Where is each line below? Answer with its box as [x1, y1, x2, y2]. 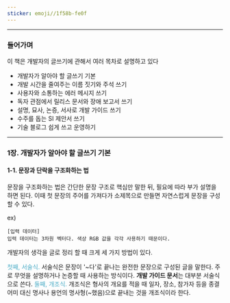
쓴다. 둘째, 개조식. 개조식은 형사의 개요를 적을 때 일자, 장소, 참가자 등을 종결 [19, 280, 220, 288]
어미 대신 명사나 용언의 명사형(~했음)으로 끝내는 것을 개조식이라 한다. [7, 289, 191, 297]
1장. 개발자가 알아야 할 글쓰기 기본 [7, 148, 112, 157]
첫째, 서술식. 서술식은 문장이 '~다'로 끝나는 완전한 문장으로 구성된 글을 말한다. [7, 263, 214, 271]
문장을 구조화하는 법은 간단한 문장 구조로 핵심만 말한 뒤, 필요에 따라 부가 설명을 [7, 183, 217, 192]
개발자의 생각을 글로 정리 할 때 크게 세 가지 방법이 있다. [7, 248, 153, 256]
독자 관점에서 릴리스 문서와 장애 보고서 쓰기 [16, 97, 133, 105]
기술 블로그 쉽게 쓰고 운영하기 [16, 122, 96, 131]
